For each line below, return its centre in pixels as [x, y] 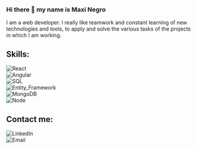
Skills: [18, 54]
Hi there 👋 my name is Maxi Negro [56, 10]
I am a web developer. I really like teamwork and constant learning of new [97, 23]
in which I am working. [34, 35]
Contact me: [30, 119]
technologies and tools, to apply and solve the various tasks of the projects [98, 29]
